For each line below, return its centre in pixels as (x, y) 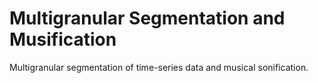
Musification (63, 39)
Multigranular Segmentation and (147, 18)
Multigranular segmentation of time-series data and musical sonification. (159, 67)
